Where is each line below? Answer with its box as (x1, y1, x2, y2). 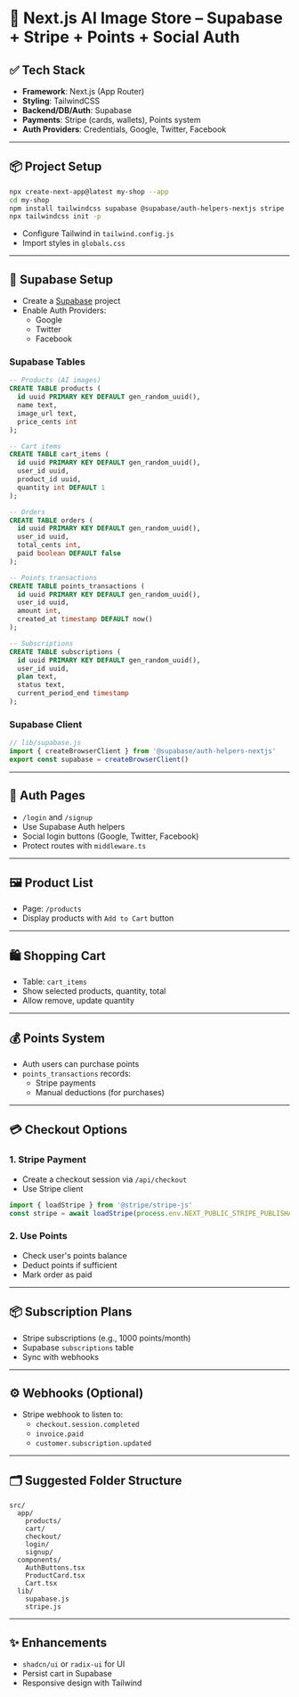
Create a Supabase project (21, 296, 121, 307)
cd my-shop (9, 195, 50, 204)
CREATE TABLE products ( (9, 384, 101, 393)
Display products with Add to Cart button (21, 913, 174, 923)
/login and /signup (21, 811, 93, 823)
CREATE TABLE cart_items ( (9, 450, 109, 459)
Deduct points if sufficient (21, 1259, 117, 1270)
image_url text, (17, 409, 77, 418)
